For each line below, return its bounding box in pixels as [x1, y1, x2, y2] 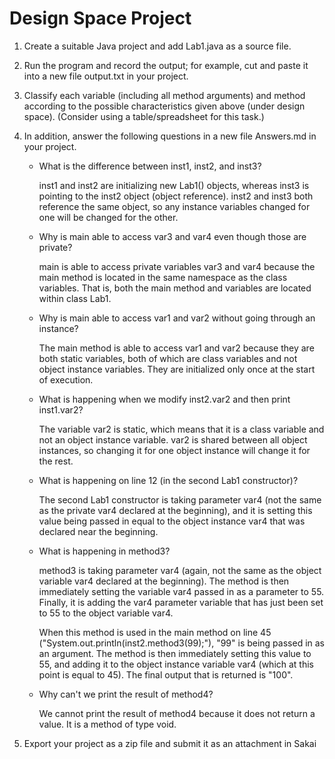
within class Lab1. [38, 292, 112, 304]
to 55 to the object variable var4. [38, 607, 174, 619]
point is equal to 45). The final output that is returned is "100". [38, 668, 294, 681]
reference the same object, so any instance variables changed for [38, 200, 311, 212]
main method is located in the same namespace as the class [38, 271, 288, 283]
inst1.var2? [38, 403, 84, 416]
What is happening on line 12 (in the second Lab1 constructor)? [38, 474, 299, 486]
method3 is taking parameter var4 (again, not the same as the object [38, 564, 322, 576]
